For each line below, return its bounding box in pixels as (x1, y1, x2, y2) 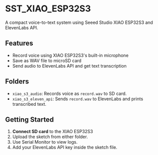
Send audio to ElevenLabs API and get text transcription (12, 63, 127, 69)
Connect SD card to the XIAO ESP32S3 (12, 129, 93, 135)
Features (5, 39, 33, 48)
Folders (5, 77, 29, 86)
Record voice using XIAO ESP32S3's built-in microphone (12, 52, 129, 58)
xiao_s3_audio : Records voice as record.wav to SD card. (12, 90, 127, 96)
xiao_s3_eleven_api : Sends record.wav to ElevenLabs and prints (12, 95, 143, 102)
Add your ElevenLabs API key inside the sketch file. (12, 145, 118, 151)
